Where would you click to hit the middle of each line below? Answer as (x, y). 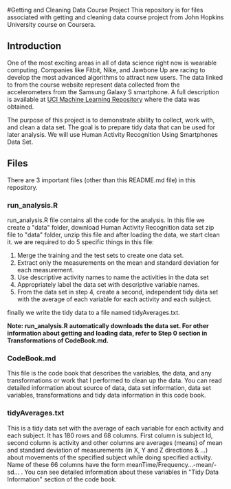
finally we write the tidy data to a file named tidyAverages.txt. (93, 312)
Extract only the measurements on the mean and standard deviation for (118, 262)
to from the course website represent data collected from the (93, 85)
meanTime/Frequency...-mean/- (172, 464)
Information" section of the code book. (62, 479)
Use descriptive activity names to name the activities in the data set (113, 277)
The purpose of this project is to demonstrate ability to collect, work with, (111, 120)
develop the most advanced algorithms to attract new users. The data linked (115, 77)
